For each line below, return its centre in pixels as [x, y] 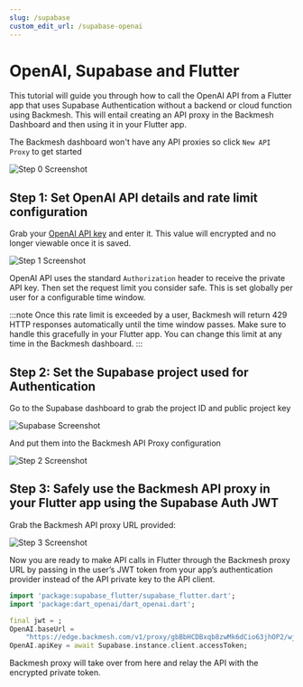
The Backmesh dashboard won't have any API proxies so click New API [140, 142]
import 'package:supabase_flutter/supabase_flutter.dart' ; [123, 596]
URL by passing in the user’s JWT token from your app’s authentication [141, 569]
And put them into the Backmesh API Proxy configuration [115, 443]
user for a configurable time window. [78, 297]
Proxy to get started [46, 152]
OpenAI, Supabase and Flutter [124, 71]
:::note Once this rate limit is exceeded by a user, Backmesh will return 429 [148, 315]
